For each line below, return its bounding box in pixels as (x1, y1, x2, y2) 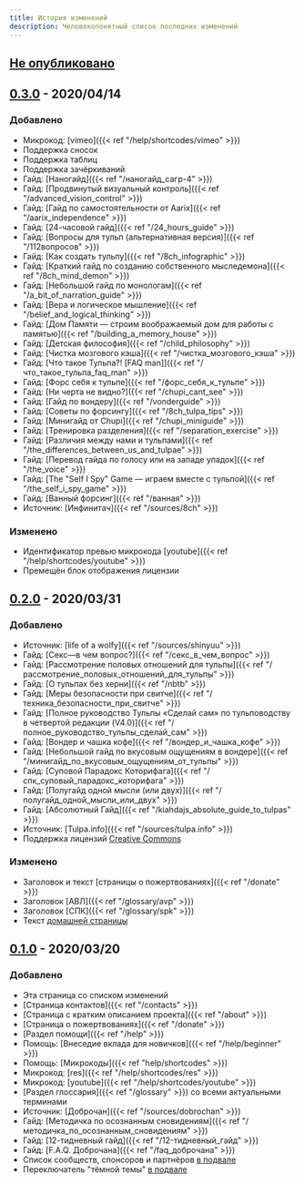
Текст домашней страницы (22, 914, 128, 925)
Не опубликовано (9, 56, 116, 71)
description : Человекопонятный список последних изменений (9, 22, 238, 31)
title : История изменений (9, 13, 107, 23)
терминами (22, 1096, 68, 1107)
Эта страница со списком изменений (22, 989, 168, 1000)
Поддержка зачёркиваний (22, 163, 126, 174)
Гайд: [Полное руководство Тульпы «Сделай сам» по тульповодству (22, 707, 291, 718)
